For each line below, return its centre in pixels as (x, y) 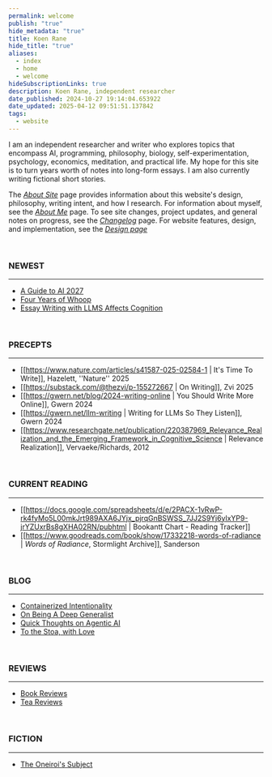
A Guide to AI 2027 (52, 291)
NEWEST (26, 266)
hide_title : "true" (41, 46)
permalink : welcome (41, 16)
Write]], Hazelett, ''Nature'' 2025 (74, 378)
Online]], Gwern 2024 (56, 404)
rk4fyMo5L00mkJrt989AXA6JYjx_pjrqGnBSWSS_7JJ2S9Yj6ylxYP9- (134, 518)
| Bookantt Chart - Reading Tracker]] (189, 527)
